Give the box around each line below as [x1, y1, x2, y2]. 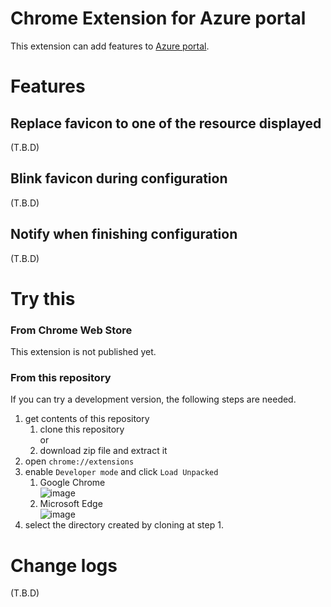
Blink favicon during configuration [10, 170, 228, 187]
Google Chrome [39, 477, 106, 489]
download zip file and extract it [39, 445, 168, 457]
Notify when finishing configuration [10, 226, 238, 243]
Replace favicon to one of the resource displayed [10, 115, 322, 132]
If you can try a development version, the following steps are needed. [10, 393, 297, 406]
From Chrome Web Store [10, 323, 133, 337]
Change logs [10, 554, 118, 577]
